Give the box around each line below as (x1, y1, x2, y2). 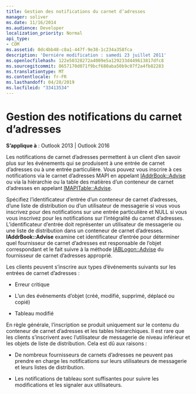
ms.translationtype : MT (6, 69, 65, 74)
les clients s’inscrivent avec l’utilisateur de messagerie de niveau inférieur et (6, 334, 190, 341)
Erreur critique (14, 281, 50, 288)
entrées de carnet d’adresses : (6, 269, 80, 276)
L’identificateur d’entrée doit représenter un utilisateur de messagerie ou (6, 220, 181, 227)
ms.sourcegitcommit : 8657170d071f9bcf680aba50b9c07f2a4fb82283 (6, 63, 164, 69)
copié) (14, 298, 31, 305)
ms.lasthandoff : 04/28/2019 (6, 80, 75, 86)
